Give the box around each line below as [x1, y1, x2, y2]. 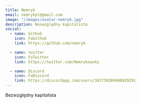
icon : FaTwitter [14, 55, 50, 60]
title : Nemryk [5, 7, 36, 13]
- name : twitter [10, 49, 44, 55]
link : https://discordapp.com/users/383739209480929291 [14, 78, 136, 83]
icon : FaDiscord [14, 73, 50, 79]
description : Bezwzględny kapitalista [5, 21, 88, 27]
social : [5, 27, 22, 32]
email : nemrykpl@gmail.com [5, 12, 63, 17]
